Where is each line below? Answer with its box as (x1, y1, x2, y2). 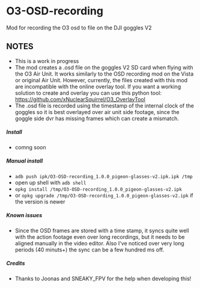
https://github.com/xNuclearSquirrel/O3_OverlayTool (14, 95, 146, 103)
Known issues (6, 212, 43, 219)
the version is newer (14, 198, 65, 205)
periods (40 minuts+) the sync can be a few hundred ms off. (14, 246, 165, 253)
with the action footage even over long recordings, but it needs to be (14, 233, 185, 241)
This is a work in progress (14, 57, 79, 64)
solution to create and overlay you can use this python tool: (14, 89, 162, 97)
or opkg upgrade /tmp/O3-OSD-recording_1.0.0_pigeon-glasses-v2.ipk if (14, 191, 193, 199)
